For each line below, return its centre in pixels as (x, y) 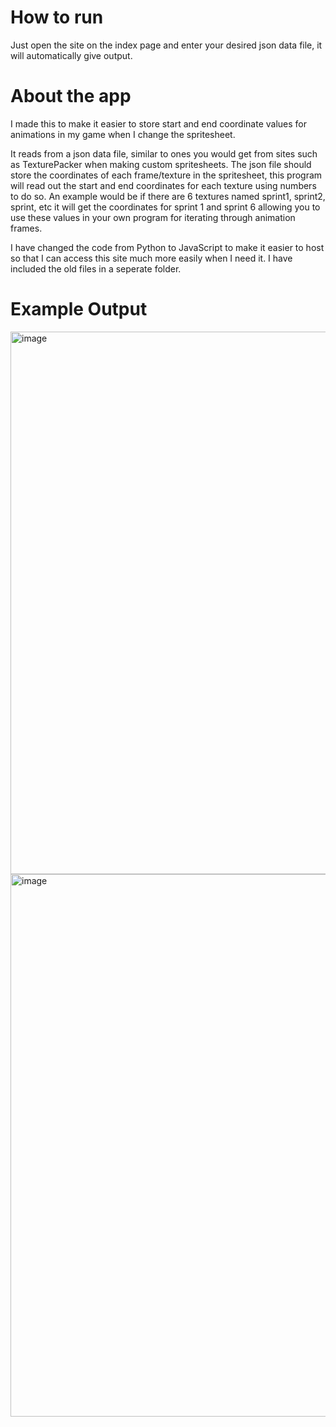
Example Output (79, 309)
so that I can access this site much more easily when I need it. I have (151, 258)
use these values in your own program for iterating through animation (153, 217)
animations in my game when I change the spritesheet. (123, 134)
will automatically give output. (71, 55)
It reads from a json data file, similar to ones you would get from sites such (164, 153)
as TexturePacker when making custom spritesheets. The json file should (161, 164)
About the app (71, 96)
